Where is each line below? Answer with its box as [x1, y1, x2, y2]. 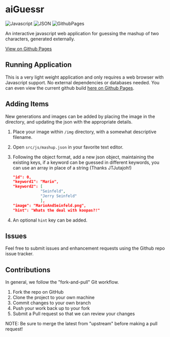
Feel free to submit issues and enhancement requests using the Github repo [5, 245, 165, 251]
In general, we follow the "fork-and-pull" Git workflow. [5, 279, 119, 285]
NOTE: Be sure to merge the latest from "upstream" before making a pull [5, 321, 158, 327]
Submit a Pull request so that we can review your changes [12, 310, 135, 317]
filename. [12, 134, 33, 140]
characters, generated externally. [5, 36, 76, 42]
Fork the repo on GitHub [12, 289, 64, 295]
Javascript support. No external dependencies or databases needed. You [5, 79, 160, 85]
